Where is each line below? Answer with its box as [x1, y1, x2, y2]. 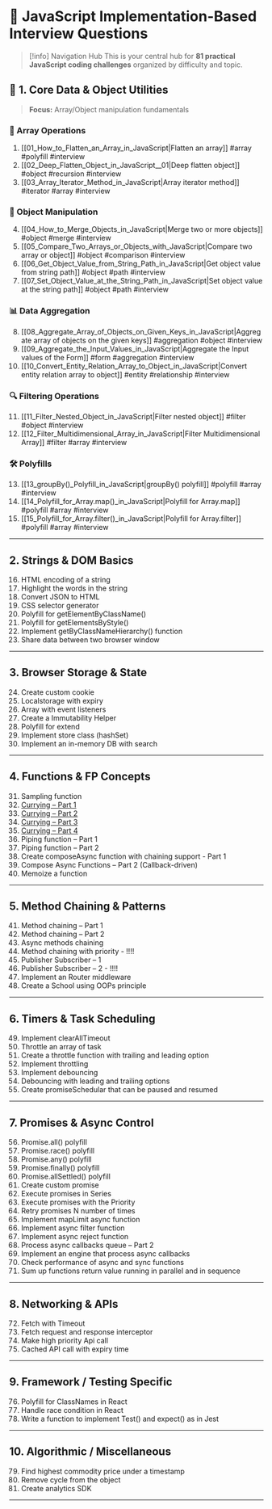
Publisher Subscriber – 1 [20, 955, 102, 965]
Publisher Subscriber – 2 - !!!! [20, 964, 119, 973]
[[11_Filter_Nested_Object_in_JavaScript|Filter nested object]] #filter [20, 411, 246, 421]
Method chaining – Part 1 [20, 921, 103, 931]
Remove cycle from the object [20, 1474, 121, 1485]
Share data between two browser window [20, 635, 160, 645]
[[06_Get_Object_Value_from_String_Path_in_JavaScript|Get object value [20, 259, 261, 269]
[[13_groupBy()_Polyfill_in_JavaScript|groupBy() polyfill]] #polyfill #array [20, 480, 262, 490]
